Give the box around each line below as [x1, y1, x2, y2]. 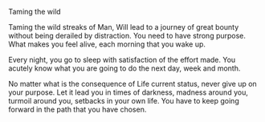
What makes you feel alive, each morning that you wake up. [8, 39, 206, 49]
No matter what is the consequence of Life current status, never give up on [8, 79, 257, 88]
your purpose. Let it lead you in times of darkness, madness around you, [8, 87, 249, 97]
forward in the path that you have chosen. [8, 104, 147, 114]
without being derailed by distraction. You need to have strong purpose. [8, 31, 247, 40]
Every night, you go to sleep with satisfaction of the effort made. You [8, 55, 236, 64]
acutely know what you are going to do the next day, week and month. [8, 63, 241, 73]
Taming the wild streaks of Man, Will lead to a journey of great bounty [8, 22, 239, 31]
